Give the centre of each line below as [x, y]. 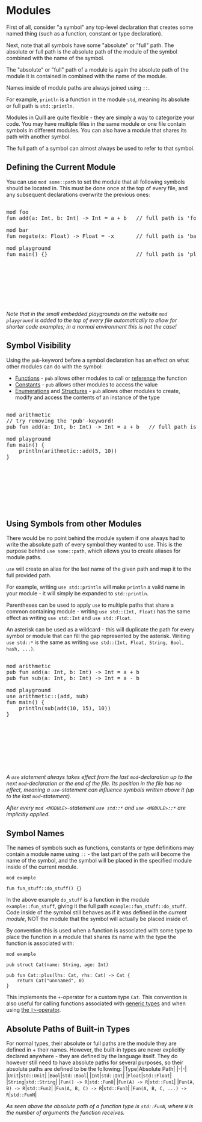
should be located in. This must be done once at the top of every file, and [97, 188]
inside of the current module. [42, 867]
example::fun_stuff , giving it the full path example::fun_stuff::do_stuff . [96, 906]
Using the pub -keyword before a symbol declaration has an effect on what [98, 360]
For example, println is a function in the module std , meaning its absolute [98, 99]
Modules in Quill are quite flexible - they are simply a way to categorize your [100, 117]
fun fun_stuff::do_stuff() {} [44, 888]
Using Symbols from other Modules [74, 523]
